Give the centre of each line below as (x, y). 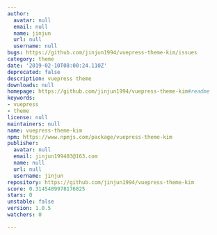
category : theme (31, 59)
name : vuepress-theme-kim (45, 130)
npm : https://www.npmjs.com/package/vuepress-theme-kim (90, 137)
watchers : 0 (24, 215)
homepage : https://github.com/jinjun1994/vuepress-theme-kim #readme (108, 91)
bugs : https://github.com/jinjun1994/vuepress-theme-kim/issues (102, 53)
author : (18, 14)
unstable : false (31, 202)
